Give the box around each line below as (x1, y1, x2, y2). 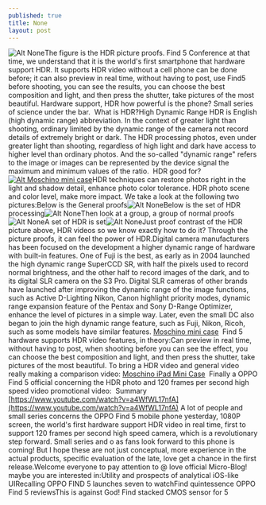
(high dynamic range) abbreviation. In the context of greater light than (8, 116, 237, 126)
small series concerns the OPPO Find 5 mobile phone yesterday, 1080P (8, 411, 241, 421)
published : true (8, 11, 62, 20)
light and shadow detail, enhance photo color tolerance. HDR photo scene (8, 184, 250, 193)
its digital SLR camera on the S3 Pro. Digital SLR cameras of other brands (8, 276, 248, 286)
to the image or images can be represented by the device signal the (8, 158, 229, 168)
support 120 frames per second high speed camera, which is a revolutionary (8, 429, 258, 438)
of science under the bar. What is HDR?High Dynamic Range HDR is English (8, 107, 257, 117)
